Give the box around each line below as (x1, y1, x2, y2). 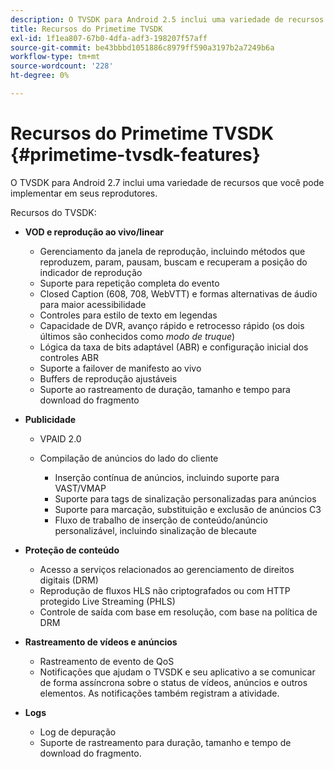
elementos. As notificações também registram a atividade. (39, 687, 280, 699)
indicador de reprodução (39, 266, 143, 278)
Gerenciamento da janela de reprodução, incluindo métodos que (39, 245, 306, 257)
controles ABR (39, 351, 99, 363)
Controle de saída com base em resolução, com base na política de (39, 606, 318, 618)
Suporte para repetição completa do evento (39, 277, 220, 289)
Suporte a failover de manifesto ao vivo (39, 362, 202, 374)
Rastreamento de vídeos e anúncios (24, 636, 178, 648)
